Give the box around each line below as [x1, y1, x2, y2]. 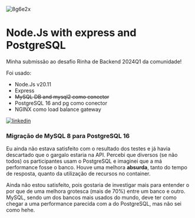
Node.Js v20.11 [14, 81, 51, 88]
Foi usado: [6, 69, 31, 76]
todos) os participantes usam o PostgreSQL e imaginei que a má [6, 157, 162, 165]
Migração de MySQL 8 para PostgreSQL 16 [6, 132, 130, 140]
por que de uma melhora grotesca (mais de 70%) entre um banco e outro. [6, 188, 186, 195]
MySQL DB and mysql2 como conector [14, 93, 110, 100]
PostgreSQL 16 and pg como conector [14, 99, 108, 106]
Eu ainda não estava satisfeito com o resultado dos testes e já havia [6, 145, 171, 152]
